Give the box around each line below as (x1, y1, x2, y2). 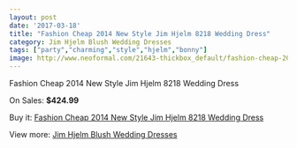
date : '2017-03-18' (9, 21, 81, 30)
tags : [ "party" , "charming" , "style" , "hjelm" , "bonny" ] (9, 46, 208, 55)
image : (9, 54, 34, 63)
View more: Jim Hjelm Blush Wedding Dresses (9, 129, 178, 139)
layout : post (9, 12, 57, 22)
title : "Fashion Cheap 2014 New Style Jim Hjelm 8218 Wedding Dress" (9, 29, 271, 38)
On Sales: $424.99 (9, 95, 80, 106)
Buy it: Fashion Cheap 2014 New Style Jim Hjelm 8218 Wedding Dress (9, 112, 264, 122)
